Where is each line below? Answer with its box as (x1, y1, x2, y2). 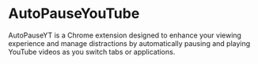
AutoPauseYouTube (8, 5, 140, 23)
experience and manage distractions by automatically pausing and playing (8, 38, 251, 48)
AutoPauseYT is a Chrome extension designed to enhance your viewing (8, 30, 241, 40)
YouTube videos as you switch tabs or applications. (8, 47, 176, 56)
